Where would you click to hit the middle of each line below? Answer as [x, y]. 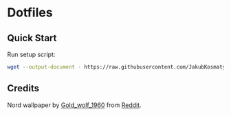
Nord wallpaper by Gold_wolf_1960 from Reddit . [75, 105]
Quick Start [32, 38]
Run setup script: [31, 54]
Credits [23, 88]
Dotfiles [30, 13]
